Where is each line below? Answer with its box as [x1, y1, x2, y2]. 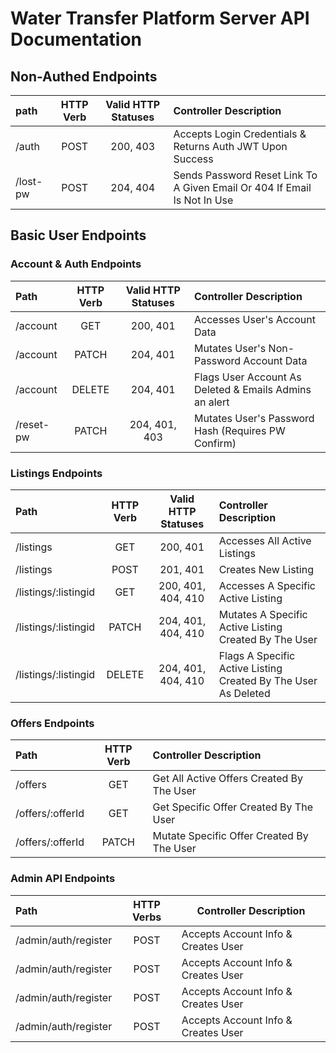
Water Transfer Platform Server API [10, 7, 310, 30]
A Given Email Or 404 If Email [173, 181, 312, 194]
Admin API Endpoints [10, 872, 116, 886]
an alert [194, 395, 230, 409]
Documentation [10, 28, 143, 51]
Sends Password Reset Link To [173, 168, 318, 182]
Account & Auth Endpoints [10, 257, 142, 271]
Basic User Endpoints [10, 227, 147, 244]
